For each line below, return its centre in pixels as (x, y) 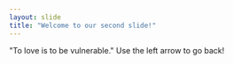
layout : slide (35, 17)
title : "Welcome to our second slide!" (83, 25)
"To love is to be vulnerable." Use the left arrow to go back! (117, 50)
